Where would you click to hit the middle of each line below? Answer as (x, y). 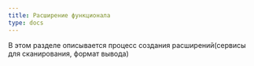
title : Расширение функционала (59, 15)
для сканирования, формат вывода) (69, 53)
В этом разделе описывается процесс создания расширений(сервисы (127, 45)
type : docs (26, 23)
